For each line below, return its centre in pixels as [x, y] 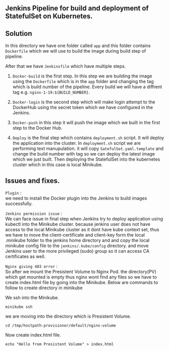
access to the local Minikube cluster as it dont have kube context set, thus [82, 229]
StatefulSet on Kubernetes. [49, 16]
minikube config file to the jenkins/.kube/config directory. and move [77, 246]
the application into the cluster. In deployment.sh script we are [77, 143]
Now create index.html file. [33, 335]
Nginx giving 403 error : [32, 266]
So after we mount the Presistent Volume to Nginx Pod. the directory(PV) [81, 272]
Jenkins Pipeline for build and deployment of [77, 8]
